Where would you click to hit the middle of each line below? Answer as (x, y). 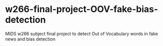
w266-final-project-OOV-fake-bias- (82, 9)
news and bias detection (30, 39)
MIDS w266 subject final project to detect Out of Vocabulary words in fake (82, 33)
